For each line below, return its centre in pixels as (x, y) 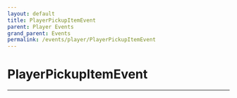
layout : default (31, 14)
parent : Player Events (41, 27)
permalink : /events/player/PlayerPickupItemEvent (82, 40)
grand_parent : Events (39, 33)
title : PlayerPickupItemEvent (52, 20)
